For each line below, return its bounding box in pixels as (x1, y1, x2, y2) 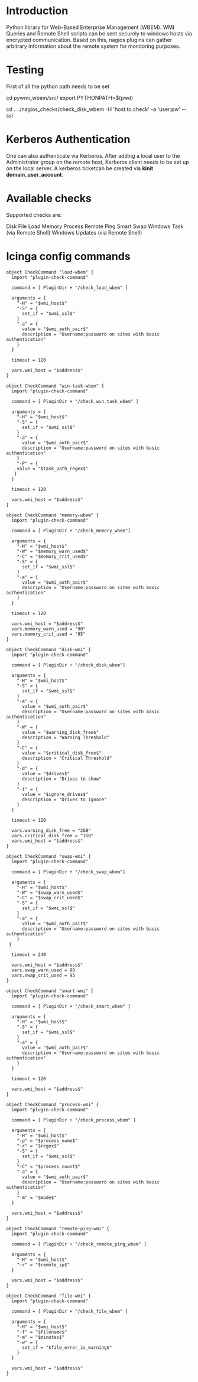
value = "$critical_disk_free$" (21, 750, 102, 756)
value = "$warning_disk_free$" (21, 729, 99, 735)
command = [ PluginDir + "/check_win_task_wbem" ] (11, 398, 139, 404)
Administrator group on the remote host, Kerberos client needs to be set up (6, 158, 189, 165)
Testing (6, 63, 44, 77)
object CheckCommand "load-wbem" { (6, 269, 94, 275)
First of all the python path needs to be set (6, 83, 110, 90)
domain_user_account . (6, 171, 64, 178)
